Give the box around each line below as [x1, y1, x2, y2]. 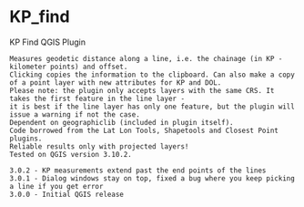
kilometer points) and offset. [9, 62, 128, 71]
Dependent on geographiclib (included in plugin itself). [9, 118, 234, 127]
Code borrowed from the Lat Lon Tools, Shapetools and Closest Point [9, 126, 279, 135]
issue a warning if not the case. [9, 109, 141, 119]
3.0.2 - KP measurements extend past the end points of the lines [9, 166, 267, 175]
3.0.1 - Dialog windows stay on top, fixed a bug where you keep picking [9, 173, 296, 183]
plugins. [9, 134, 43, 143]
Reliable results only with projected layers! [9, 141, 189, 151]
